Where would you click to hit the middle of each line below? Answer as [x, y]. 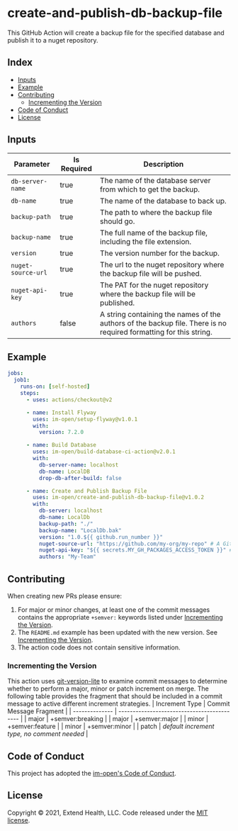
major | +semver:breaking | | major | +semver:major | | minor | [118, 719]
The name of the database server [155, 180]
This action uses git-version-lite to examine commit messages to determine [118, 681]
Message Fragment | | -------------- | [62, 711]
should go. [118, 221]
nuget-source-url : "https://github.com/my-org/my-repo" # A [129, 544]
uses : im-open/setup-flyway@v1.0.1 [85, 419]
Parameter [32, 164]
